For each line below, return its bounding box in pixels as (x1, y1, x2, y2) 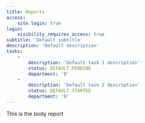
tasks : (6, 48, 23, 55)
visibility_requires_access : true (17, 32, 105, 38)
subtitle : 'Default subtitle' (6, 37, 83, 43)
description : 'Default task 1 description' (28, 59, 140, 65)
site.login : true (17, 20, 62, 26)
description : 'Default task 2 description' (28, 82, 140, 88)
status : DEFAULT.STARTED (28, 88, 91, 94)
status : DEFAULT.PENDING (28, 65, 91, 71)
